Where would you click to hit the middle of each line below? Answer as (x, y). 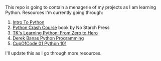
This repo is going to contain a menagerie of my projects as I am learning (81, 7)
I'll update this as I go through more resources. (53, 53)
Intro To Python (28, 22)
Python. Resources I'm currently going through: (54, 12)
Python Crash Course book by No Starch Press (61, 27)
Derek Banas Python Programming (48, 38)
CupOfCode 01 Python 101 (39, 43)
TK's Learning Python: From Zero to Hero (55, 33)
